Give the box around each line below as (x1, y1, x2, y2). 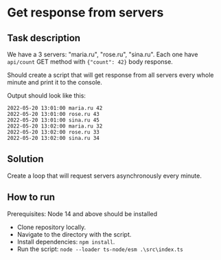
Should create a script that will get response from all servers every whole (7, 71, 214, 79)
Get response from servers (7, 5, 164, 21)
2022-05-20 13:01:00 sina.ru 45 (7, 117, 100, 123)
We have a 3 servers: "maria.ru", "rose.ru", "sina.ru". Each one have (7, 50, 198, 58)
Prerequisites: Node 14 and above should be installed (7, 209, 158, 217)
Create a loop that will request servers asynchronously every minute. (7, 172, 202, 180)
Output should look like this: (7, 91, 86, 99)
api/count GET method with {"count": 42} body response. (7, 58, 173, 66)
